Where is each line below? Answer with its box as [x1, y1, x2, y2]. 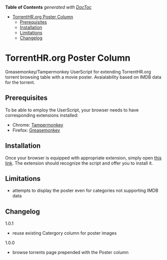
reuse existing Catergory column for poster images [12, 230, 117, 236]
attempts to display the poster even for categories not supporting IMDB [12, 187, 159, 193]
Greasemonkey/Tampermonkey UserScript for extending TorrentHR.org [5, 69, 152, 75]
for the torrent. [5, 79, 35, 85]
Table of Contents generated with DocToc [5, 4, 92, 10]
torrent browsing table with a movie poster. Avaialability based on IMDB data [5, 74, 162, 80]
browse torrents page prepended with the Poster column [12, 250, 129, 256]
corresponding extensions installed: [5, 112, 79, 118]
